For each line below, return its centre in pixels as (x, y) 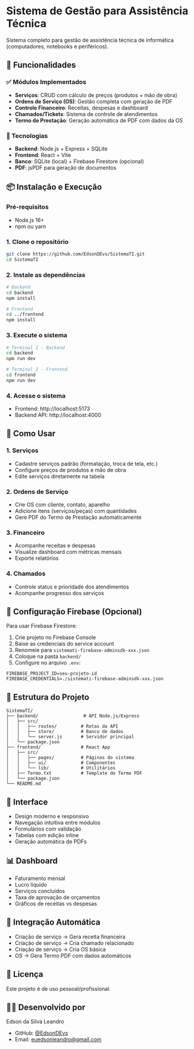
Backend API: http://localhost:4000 (58, 415)
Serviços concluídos (40, 891)
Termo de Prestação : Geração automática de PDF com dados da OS (99, 120)
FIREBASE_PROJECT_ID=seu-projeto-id (51, 674)
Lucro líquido (31, 884)
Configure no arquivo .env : (48, 663)
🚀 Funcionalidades (41, 65)
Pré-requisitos (27, 207)
